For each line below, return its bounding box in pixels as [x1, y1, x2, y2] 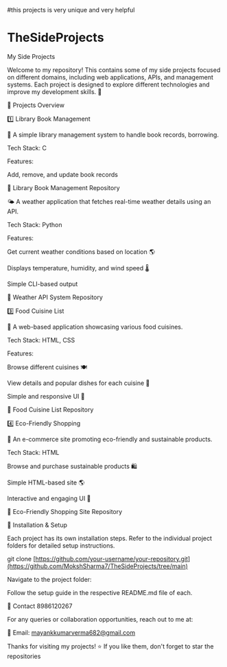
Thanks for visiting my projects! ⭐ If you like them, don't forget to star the [7, 642, 214, 651]
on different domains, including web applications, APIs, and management [7, 73, 214, 81]
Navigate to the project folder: [7, 575, 92, 583]
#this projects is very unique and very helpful [7, 6, 135, 14]
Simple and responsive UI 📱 [7, 392, 85, 400]
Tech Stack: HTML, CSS [7, 336, 75, 344]
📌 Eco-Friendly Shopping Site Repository [7, 507, 123, 515]
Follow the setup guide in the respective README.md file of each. [7, 588, 193, 596]
